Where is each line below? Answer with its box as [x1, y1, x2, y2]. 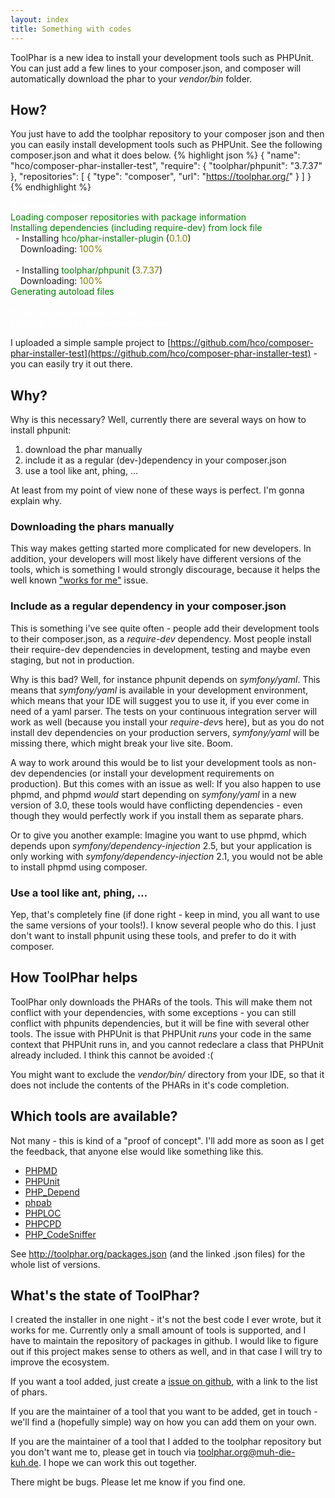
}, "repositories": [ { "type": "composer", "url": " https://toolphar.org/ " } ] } [10, 171, 312, 183]
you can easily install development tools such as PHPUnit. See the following [10, 139, 323, 151]
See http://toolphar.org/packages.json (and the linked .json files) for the [10, 1247, 306, 1260]
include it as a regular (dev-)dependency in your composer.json [24, 454, 287, 466]
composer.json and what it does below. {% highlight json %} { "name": [10, 149, 301, 161]
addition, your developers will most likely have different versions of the [10, 553, 302, 565]
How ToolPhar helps [10, 969, 138, 986]
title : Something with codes [10, 24, 132, 34]
